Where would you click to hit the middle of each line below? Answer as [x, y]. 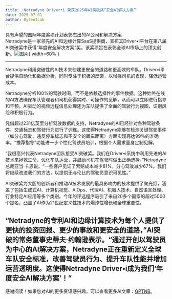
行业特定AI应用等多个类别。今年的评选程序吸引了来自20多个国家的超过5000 [85, 196]
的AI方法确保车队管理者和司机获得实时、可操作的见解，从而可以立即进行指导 [86, 100]
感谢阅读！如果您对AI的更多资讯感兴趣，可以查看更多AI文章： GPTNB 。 [80, 291]
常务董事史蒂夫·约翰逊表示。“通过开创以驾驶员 [92, 239]
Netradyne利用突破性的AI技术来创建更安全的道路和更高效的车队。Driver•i [83, 70]
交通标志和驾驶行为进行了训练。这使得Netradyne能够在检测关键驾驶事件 [90, 130]
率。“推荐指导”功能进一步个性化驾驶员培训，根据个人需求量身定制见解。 [81, 143]
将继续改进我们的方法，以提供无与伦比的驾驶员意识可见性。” [68, 173]
